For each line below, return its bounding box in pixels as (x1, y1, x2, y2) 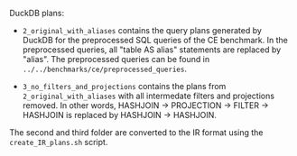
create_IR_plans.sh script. (9, 137, 108, 147)
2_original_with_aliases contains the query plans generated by (22, 25, 262, 35)
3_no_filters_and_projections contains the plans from (22, 81, 227, 91)
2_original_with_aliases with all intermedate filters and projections (22, 90, 275, 101)
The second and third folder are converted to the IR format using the (9, 127, 264, 138)
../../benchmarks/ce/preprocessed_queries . (22, 63, 188, 74)
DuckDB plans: (9, 8, 65, 18)
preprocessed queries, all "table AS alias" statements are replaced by (22, 44, 282, 55)
